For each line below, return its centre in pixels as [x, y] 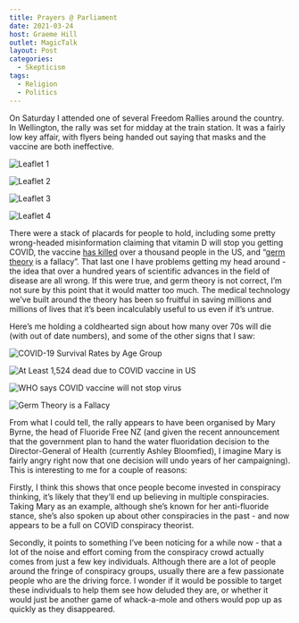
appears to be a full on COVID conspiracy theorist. [102, 525]
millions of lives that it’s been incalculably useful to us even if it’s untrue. [141, 308]
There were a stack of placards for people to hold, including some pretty [142, 232]
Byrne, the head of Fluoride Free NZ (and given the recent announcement [145, 432]
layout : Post [33, 51]
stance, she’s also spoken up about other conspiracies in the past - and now [149, 516]
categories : [31, 59]
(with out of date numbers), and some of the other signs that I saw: [133, 335]
